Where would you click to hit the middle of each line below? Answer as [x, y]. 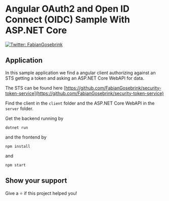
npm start [16, 165]
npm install [18, 146]
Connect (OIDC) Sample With [68, 20]
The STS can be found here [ [35, 88]
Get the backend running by [34, 118]
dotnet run [17, 127]
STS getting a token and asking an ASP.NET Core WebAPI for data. [75, 78]
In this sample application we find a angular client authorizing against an [80, 73]
